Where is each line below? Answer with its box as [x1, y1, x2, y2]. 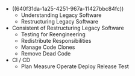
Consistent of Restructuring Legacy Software [11, 24, 125, 31]
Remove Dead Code [20, 50, 71, 57]
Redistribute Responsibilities [20, 37, 92, 44]
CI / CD [11, 57, 31, 63]
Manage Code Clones [20, 43, 75, 51]
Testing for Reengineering [20, 31, 86, 38]
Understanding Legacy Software [20, 11, 102, 19]
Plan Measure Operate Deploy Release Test [20, 63, 129, 70]
